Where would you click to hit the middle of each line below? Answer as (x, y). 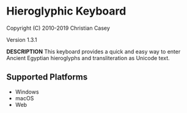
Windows (27, 92)
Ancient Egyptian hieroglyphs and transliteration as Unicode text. (88, 58)
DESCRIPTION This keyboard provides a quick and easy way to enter (94, 51)
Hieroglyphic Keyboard (66, 11)
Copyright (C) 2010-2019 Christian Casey (58, 28)
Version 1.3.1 (22, 39)
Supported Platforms (47, 77)
